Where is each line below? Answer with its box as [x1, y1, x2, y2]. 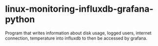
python [5, 14, 35, 25]
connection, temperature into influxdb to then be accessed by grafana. [5, 35, 148, 41]
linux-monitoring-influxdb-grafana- [5, 3, 154, 15]
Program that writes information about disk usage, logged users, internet [5, 30, 152, 36]
